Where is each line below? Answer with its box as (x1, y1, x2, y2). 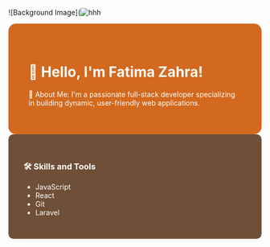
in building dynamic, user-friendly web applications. (28, 97, 201, 108)
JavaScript (35, 182, 72, 192)
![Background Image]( (8, 8, 81, 17)
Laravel (35, 208, 60, 217)
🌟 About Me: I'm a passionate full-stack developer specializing (28, 89, 235, 99)
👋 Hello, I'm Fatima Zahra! (28, 63, 203, 81)
